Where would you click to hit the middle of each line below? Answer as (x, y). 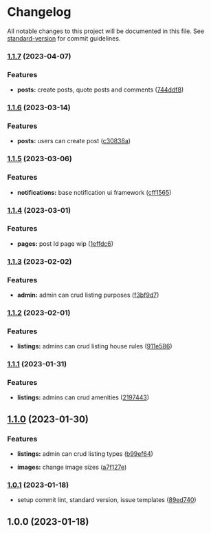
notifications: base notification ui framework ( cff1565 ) (94, 192)
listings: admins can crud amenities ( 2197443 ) (83, 397)
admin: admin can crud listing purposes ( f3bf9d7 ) (88, 295)
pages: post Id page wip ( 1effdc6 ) (65, 243)
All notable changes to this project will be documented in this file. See (106, 31)
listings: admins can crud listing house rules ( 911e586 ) (95, 346)
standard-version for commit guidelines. (64, 38)
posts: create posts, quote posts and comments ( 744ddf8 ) (100, 90)
